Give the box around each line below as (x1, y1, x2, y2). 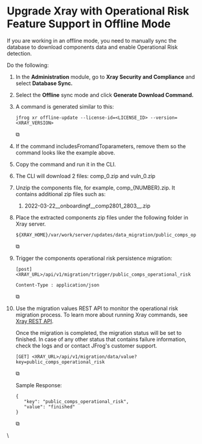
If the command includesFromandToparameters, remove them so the (15, 142, 186, 150)
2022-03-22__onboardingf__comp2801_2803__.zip (24, 202, 151, 209)
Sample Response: (15, 381, 63, 388)
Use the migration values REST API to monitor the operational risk (15, 305, 179, 312)
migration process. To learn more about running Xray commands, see (15, 311, 188, 318)
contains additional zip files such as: (15, 190, 106, 197)
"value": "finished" (23, 404, 76, 410)
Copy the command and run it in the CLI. (15, 160, 116, 168)
